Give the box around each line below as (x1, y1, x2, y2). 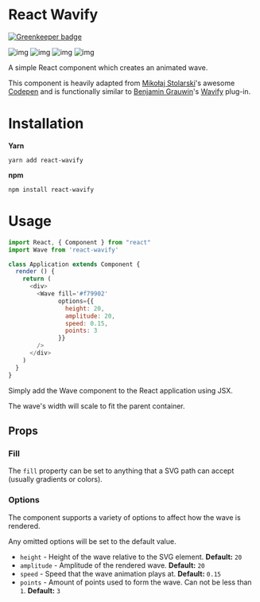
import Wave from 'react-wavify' (8, 245, 119, 254)
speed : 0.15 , (64, 319, 109, 327)
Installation (8, 115, 84, 133)
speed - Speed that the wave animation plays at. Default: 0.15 (19, 569, 221, 578)
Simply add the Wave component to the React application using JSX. (8, 385, 233, 395)
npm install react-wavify (8, 186, 94, 193)
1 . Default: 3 (19, 585, 61, 595)
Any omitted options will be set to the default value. (8, 536, 177, 546)
